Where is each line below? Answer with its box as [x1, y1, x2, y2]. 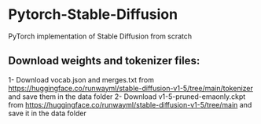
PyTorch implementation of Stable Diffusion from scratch [8, 31, 193, 41]
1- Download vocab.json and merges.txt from [8, 75, 155, 84]
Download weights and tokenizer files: [8, 54, 200, 67]
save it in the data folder [8, 108, 86, 118]
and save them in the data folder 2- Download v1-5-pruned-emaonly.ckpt [8, 92, 246, 101]
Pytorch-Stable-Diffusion [8, 5, 178, 24]
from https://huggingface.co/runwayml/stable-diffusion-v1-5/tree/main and [8, 100, 252, 109]
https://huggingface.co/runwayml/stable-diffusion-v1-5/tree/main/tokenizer [8, 83, 254, 93]
